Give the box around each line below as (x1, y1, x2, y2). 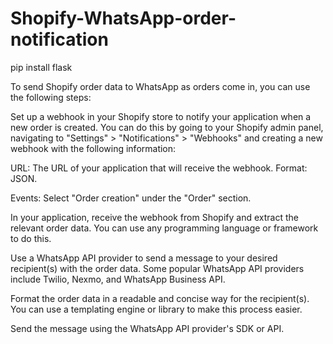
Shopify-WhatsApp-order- (10, 7, 237, 30)
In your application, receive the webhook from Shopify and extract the (10, 211, 299, 223)
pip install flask (10, 61, 73, 73)
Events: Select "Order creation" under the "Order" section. (10, 192, 252, 204)
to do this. (10, 232, 52, 244)
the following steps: (10, 91, 92, 103)
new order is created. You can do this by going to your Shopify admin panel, (10, 121, 324, 133)
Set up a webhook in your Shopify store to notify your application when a (10, 110, 312, 122)
